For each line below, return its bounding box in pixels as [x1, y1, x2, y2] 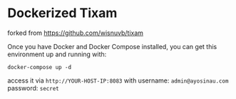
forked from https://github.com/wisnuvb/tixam [7, 28, 144, 37]
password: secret [7, 83, 59, 92]
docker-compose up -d [7, 63, 72, 71]
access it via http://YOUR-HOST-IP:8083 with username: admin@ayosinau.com [7, 76, 229, 85]
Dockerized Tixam [7, 5, 118, 21]
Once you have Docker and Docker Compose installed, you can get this [7, 42, 217, 51]
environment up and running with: [7, 50, 107, 58]
